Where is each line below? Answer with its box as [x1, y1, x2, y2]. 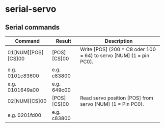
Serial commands [5, 23, 60, 32]
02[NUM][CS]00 [7, 97, 47, 104]
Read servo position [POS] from [80, 95, 154, 101]
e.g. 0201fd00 [7, 112, 42, 119]
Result [55, 38, 71, 44]
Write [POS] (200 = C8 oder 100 [80, 46, 156, 53]
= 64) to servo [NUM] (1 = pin [80, 52, 150, 59]
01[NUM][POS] [7, 49, 44, 56]
